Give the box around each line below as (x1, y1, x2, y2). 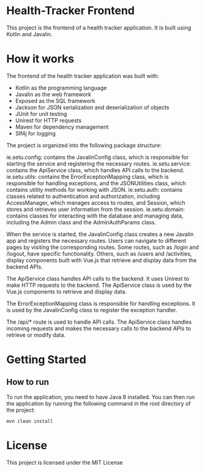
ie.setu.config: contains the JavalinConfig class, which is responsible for (6, 153, 189, 161)
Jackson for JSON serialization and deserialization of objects (15, 104, 170, 111)
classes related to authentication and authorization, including (6, 192, 160, 200)
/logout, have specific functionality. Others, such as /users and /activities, (6, 249, 192, 257)
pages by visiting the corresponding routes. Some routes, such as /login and (6, 243, 199, 251)
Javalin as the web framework (15, 90, 92, 98)
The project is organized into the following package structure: (6, 142, 162, 149)
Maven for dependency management (15, 123, 109, 131)
